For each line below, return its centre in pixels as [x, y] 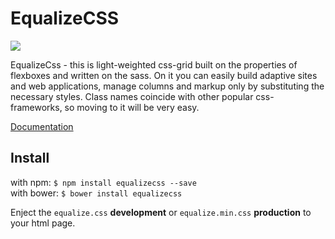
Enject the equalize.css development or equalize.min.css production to [161, 212]
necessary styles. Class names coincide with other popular [132, 96]
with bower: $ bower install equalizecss [96, 193]
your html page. [43, 223]
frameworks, [36, 107]
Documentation [42, 126]
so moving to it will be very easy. [132, 107]
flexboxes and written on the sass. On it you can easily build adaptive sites [164, 75]
